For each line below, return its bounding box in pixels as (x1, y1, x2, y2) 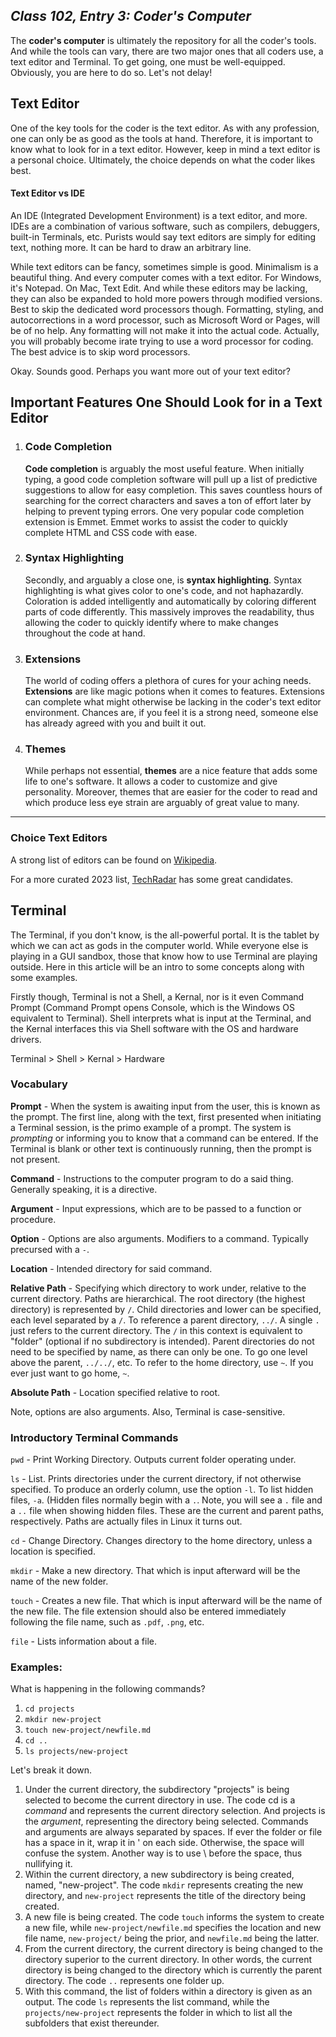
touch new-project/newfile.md (24, 1725, 152, 1736)
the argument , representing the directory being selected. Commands (24, 1815, 309, 1828)
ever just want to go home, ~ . (10, 1367, 130, 1379)
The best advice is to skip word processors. (10, 345, 191, 358)
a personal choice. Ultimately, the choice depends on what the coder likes (10, 154, 316, 166)
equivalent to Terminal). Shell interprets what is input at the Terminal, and (10, 1012, 312, 1024)
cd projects (24, 1704, 75, 1714)
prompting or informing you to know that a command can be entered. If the (10, 1132, 319, 1144)
